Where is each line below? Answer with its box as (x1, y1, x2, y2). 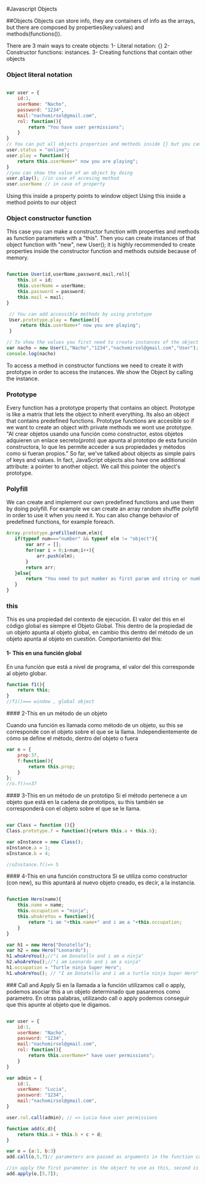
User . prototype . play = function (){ (9, 316, 100, 323)
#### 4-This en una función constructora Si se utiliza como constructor (6, 872, 188, 880)
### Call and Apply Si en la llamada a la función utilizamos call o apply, (6, 981, 186, 988)
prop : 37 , (17, 752, 40, 758)
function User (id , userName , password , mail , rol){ (6, 271, 131, 278)
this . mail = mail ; (17, 294, 64, 300)
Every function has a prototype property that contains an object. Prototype (6, 404, 195, 412)
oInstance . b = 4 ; (6, 850, 51, 856)
